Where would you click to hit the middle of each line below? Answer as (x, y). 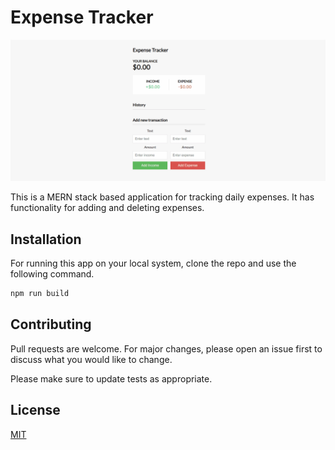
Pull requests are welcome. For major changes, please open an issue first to (166, 348)
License (35, 410)
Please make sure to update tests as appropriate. (111, 378)
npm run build (40, 294)
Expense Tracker (82, 17)
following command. (52, 274)
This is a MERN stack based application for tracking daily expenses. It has (162, 197)
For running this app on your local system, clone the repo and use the (153, 263)
